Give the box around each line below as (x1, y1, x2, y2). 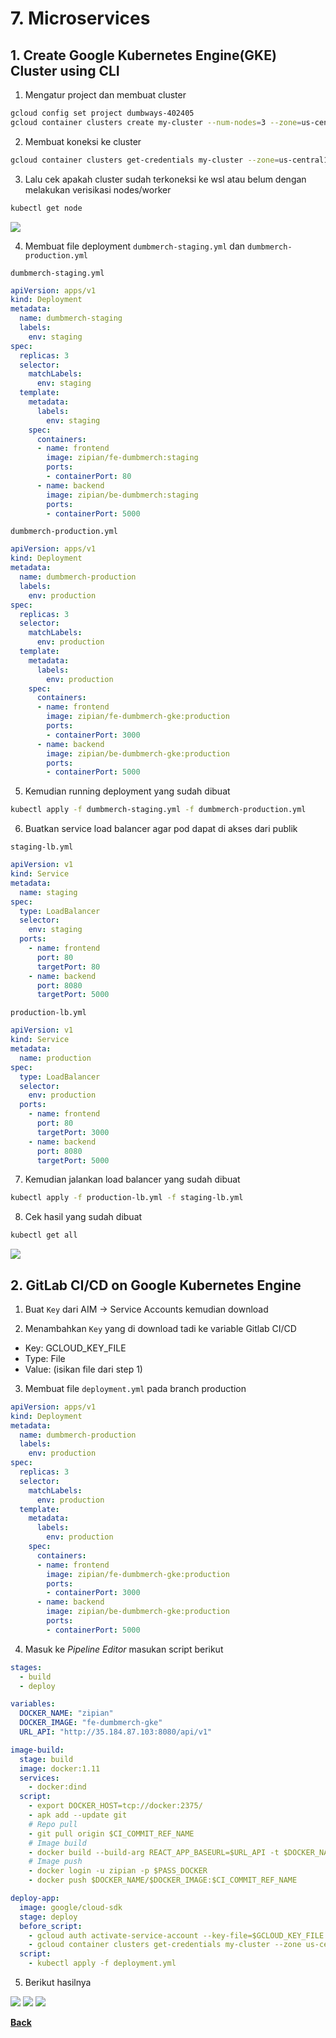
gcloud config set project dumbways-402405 (10, 108, 195, 118)
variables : (10, 1699, 56, 1709)
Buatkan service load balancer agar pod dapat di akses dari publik (24, 823, 298, 835)
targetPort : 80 (36, 962, 101, 972)
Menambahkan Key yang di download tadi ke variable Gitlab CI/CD (24, 1322, 297, 1334)
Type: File (24, 1352, 66, 1364)
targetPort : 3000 (36, 1127, 110, 1137)
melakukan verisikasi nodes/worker (24, 183, 172, 196)
